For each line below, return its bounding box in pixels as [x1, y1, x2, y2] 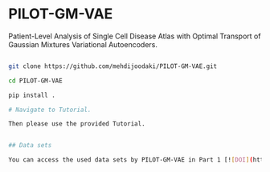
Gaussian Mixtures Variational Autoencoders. [8, 39, 158, 49]
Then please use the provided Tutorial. [8, 120, 146, 128]
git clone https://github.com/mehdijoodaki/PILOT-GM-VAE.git [8, 62, 218, 70]
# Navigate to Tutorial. [8, 106, 92, 114]
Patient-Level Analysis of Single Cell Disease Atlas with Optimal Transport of [8, 31, 261, 41]
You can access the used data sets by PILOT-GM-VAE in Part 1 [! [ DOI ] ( [8, 156, 253, 164]
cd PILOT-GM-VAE [8, 77, 63, 85]
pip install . [8, 91, 56, 99]
